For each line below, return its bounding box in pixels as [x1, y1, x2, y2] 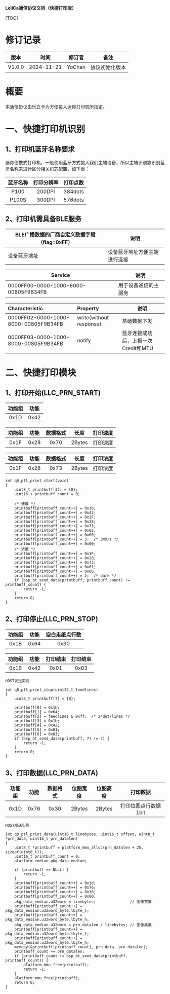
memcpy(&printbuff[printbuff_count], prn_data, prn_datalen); [14, 945, 148, 950]
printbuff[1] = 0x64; [14, 709, 60, 714]
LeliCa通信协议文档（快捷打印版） [5, 5, 77, 11]
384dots [63, 188, 84, 195]
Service [51, 271, 70, 278]
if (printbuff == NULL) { [14, 867, 69, 872]
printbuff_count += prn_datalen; [14, 949, 85, 954]
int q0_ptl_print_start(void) [5, 478, 69, 483]
